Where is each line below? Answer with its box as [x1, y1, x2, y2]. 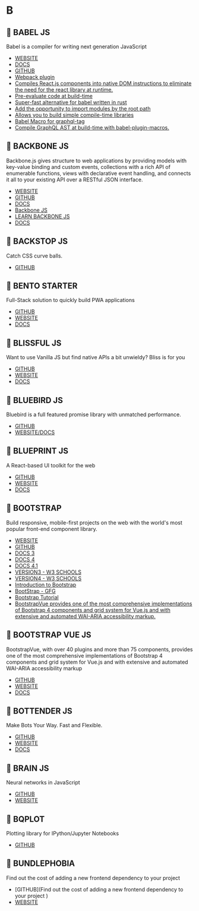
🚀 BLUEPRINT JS [6, 446, 68, 456]
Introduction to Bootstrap [14, 581, 77, 588]
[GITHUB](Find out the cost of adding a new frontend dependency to [14, 885, 184, 893]
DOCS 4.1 [14, 562, 38, 569]
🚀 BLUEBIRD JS [6, 395, 64, 405]
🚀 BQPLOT [6, 814, 45, 824]
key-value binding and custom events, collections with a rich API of [6, 163, 171, 170]
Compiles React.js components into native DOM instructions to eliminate [14, 80, 192, 87]
